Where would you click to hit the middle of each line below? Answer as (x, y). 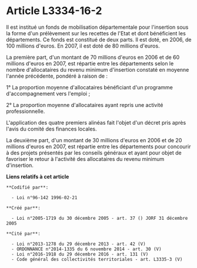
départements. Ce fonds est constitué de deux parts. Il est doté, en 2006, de (99, 39)
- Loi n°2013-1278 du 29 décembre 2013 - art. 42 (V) (79, 244)
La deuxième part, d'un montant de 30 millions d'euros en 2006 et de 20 (94, 140)
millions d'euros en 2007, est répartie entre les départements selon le (90, 63)
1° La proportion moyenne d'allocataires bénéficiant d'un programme (90, 87)
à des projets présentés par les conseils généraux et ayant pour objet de (94, 153)
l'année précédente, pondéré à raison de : (57, 76)
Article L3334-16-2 (54, 11)
